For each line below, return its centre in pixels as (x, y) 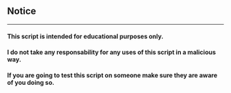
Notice (22, 11)
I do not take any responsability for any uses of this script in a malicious (112, 52)
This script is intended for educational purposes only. (85, 36)
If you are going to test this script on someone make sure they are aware (112, 75)
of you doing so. (31, 82)
